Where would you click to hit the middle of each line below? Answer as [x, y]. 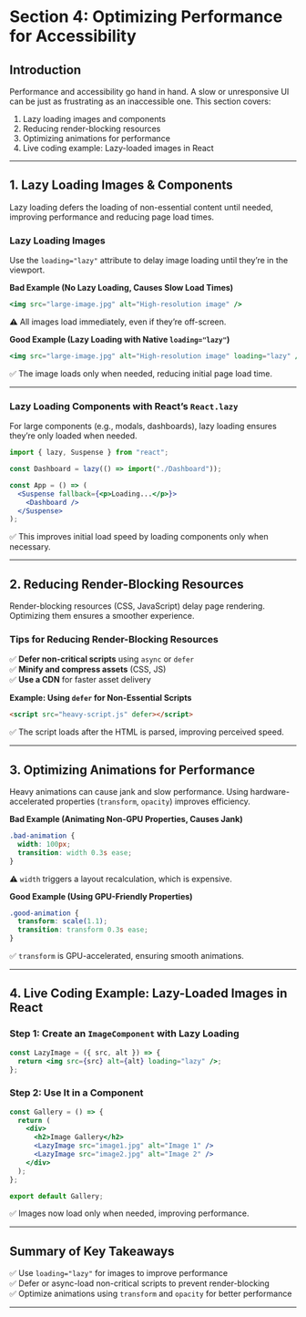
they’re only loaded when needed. [74, 436]
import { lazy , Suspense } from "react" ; [89, 453]
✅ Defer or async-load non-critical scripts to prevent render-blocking [140, 1283]
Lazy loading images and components [94, 119]
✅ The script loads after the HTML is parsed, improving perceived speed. [147, 732]
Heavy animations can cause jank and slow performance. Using [129, 792]
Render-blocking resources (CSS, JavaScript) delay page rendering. [138, 606]
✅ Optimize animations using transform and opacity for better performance [151, 1294]
